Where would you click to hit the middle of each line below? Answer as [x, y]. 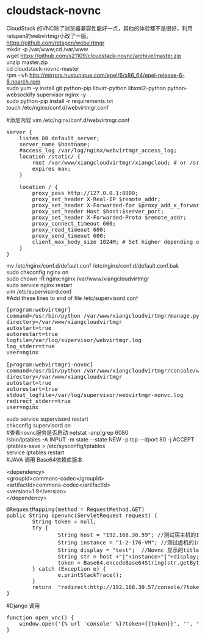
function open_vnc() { [40, 617]
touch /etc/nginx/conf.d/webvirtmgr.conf [58, 107]
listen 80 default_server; [59, 138]
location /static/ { [50, 156]
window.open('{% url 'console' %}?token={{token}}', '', [106, 623]
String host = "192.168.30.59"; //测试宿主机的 [127, 535]
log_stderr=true [31, 346]
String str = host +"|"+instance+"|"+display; [128, 556]
